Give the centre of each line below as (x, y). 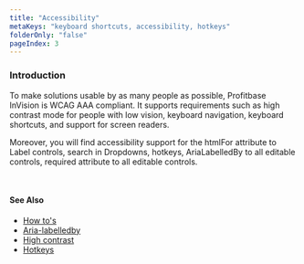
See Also (26, 200)
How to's (39, 220)
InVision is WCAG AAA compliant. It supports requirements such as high (145, 105)
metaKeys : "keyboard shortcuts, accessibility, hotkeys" (120, 26)
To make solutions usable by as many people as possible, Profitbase (138, 95)
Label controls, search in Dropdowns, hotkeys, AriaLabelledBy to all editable (152, 152)
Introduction (37, 76)
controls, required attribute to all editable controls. (104, 162)
